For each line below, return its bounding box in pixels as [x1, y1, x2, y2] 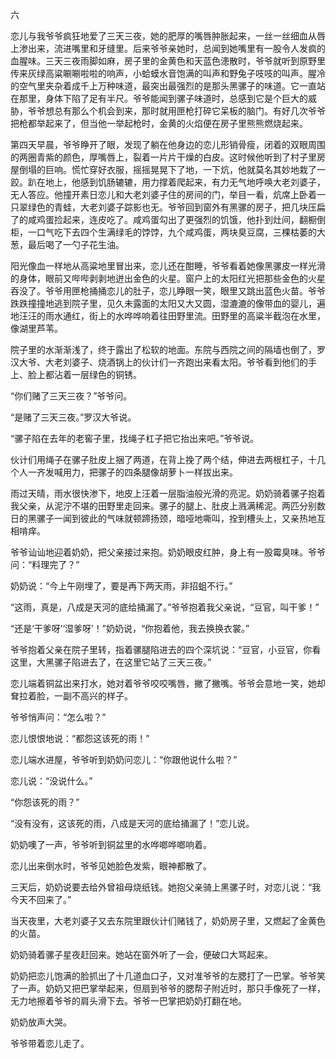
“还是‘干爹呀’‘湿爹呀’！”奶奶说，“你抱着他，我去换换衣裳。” [10, 623, 250, 634]
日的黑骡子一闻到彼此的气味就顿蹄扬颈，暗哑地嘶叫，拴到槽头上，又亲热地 [10, 513, 317, 524]
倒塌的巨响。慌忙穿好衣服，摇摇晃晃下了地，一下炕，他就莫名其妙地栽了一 [18, 164, 326, 175]
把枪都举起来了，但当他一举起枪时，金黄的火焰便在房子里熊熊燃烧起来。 [10, 118, 308, 129]
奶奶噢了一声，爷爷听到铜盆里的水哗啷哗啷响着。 [10, 839, 212, 850]
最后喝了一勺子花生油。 [27, 239, 125, 250]
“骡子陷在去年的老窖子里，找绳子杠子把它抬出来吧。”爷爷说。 [10, 433, 260, 444]
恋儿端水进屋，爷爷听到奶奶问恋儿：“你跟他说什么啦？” [10, 754, 238, 765]
